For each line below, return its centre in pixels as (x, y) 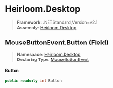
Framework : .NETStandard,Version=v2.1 (57, 22)
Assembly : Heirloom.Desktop (47, 27)
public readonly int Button (33, 81)
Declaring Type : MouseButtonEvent (53, 59)
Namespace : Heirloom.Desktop (48, 54)
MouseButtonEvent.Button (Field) (57, 43)
